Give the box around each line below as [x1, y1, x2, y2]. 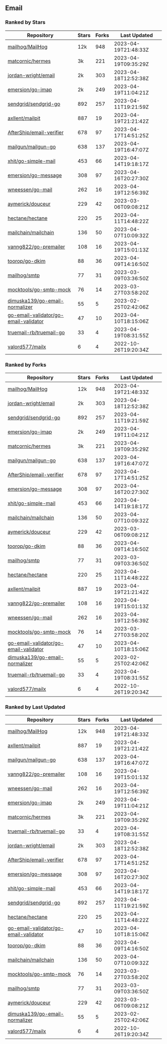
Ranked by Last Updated [5, 703, 66, 710]
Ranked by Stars [5, 19, 46, 26]
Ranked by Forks [5, 361, 46, 368]
